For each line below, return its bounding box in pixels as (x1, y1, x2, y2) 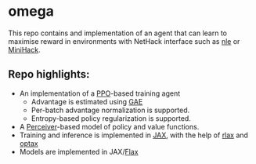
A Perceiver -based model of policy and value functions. (19, 122, 200, 131)
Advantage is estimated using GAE (31, 97, 143, 106)
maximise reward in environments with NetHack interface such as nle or (8, 36, 240, 46)
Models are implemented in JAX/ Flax (19, 147, 139, 156)
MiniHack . (8, 45, 41, 54)
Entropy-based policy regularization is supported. (31, 113, 192, 123)
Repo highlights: (8, 67, 90, 81)
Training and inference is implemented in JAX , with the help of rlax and (19, 130, 249, 140)
